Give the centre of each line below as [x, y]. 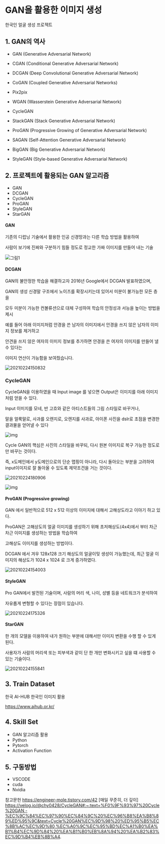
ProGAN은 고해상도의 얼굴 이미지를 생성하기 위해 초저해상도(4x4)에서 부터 [77, 527]
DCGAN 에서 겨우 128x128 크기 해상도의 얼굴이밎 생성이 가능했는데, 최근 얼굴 [80, 554]
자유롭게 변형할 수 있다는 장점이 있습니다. [45, 603]
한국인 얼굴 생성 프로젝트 [29, 25]
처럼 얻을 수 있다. [22, 398]
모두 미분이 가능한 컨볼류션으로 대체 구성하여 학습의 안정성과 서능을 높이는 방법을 [83, 308]
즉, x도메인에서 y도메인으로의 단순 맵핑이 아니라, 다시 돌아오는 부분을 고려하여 [80, 462]
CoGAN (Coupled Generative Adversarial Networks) [65, 82]
